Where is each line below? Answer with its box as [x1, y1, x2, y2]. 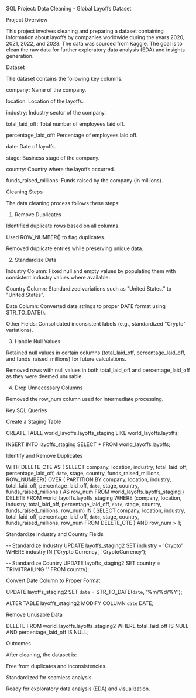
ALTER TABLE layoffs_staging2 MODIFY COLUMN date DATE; [6, 600, 154, 607]
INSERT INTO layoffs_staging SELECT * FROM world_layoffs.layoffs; [6, 441, 171, 448]
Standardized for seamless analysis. [6, 674, 94, 680]
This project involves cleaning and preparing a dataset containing [6, 27, 164, 34]
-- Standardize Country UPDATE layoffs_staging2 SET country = [6, 559, 161, 566]
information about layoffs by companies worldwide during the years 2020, [6, 34, 185, 40]
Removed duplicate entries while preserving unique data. [6, 245, 144, 252]
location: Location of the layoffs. [6, 98, 84, 105]
